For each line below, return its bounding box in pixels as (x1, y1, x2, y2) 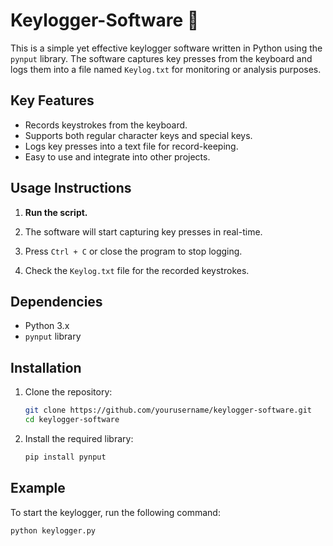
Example (10, 480, 66, 497)
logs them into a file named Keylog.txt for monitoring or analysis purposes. (10, 63, 322, 75)
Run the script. (24, 206, 88, 218)
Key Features (10, 92, 95, 109)
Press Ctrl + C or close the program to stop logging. (24, 245, 243, 257)
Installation (10, 359, 82, 376)
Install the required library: (24, 432, 134, 444)
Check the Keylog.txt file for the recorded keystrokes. (24, 264, 250, 276)
